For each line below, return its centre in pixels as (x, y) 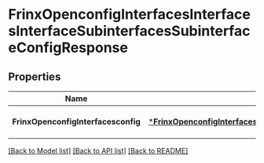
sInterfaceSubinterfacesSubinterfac (129, 31)
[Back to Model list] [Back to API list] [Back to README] (98, 151)
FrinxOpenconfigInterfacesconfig (77, 121)
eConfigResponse (68, 48)
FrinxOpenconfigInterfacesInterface (130, 14)
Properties (35, 76)
